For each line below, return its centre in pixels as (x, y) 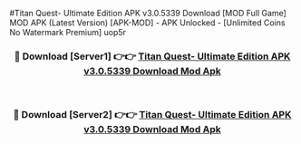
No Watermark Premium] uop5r (68, 32)
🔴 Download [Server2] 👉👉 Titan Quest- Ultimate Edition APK (152, 115)
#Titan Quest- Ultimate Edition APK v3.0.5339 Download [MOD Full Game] (148, 13)
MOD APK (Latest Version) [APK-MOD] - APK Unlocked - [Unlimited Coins (147, 23)
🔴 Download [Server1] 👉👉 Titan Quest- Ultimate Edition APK (152, 56)
